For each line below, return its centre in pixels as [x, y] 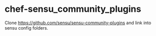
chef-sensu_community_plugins [73, 9]
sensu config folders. [26, 28]
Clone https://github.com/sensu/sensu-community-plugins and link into [78, 23]
